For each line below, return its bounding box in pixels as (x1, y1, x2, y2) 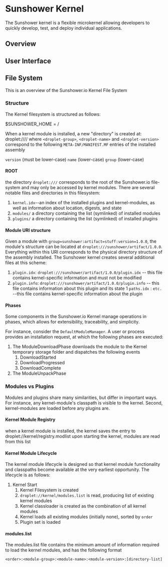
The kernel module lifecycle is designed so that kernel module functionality (5, 461, 160, 467)
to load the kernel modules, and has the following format (5, 547, 122, 553)
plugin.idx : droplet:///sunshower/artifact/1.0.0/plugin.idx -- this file (12, 270, 163, 276)
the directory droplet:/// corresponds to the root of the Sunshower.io (5, 179, 150, 185)
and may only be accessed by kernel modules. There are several (21, 185, 155, 191)
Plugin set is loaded (20, 519, 61, 525)
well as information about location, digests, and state (12, 205, 122, 211)
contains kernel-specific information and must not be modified (12, 275, 142, 281)
